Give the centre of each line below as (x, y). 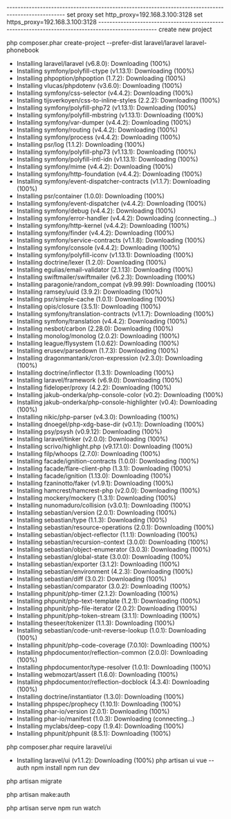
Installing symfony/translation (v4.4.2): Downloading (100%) (102, 321)
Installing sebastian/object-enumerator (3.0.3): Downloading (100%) (113, 549)
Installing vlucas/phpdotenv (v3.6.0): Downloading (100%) (99, 86)
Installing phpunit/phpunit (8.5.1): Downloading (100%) (94, 733)
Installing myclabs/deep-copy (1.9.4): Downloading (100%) (100, 726)
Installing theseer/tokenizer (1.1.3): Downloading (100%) (95, 623)
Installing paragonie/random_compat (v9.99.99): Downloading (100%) (116, 284)
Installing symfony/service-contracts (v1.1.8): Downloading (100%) (111, 240)
